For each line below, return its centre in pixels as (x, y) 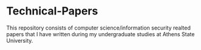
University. (20, 40)
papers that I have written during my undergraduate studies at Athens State (101, 34)
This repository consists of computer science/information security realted (99, 28)
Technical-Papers (52, 11)
